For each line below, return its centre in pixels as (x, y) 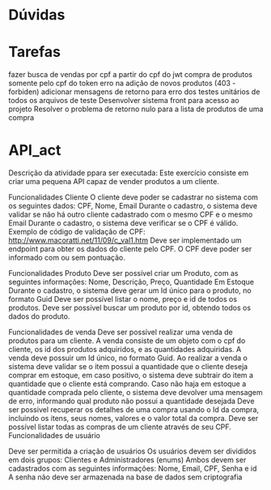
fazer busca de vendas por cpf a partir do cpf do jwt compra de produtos (131, 75)
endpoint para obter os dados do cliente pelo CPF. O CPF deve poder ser (130, 249)
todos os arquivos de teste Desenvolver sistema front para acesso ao (124, 101)
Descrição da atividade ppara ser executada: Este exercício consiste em (129, 173)
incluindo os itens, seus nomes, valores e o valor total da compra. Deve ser (133, 419)
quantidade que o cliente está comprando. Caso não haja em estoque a (127, 384)
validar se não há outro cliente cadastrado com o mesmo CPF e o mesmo (131, 215)
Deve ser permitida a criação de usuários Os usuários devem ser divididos (132, 451)
